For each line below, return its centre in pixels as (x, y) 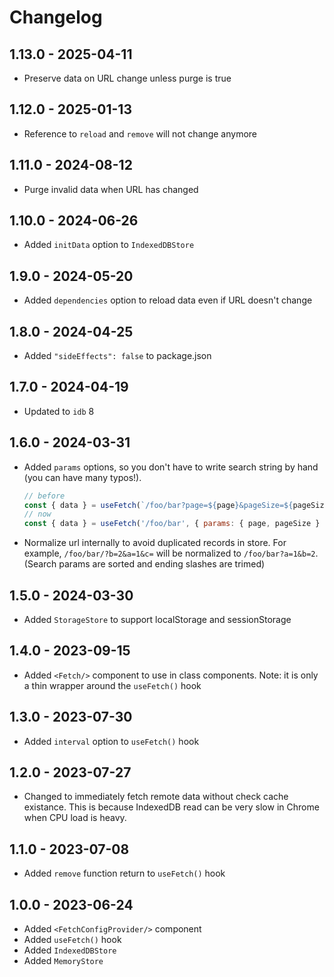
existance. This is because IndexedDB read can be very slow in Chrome (171, 807)
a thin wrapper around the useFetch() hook (112, 685)
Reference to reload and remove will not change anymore (140, 133)
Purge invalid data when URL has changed (111, 189)
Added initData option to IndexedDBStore (109, 245)
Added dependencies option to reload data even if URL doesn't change (168, 300)
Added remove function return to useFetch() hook (124, 873)
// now (37, 514)
